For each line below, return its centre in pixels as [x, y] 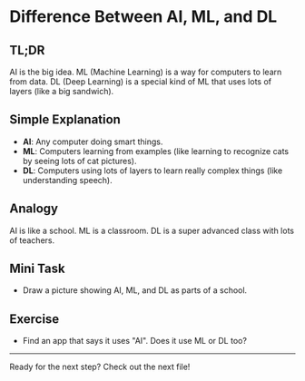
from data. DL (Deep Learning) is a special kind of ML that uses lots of [141, 82]
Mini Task [37, 269]
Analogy [34, 209]
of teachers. [32, 240]
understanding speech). [67, 180]
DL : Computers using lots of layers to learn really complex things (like [152, 171]
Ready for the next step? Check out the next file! [100, 367]
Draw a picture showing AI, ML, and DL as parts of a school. [135, 290]
